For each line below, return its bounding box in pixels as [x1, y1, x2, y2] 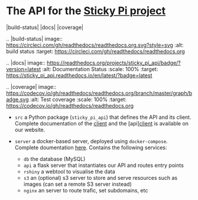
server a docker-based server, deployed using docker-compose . [14, 137, 168, 144]
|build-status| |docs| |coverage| [6, 24, 84, 31]
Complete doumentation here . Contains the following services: [14, 144, 167, 151]
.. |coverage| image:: [6, 83, 57, 90]
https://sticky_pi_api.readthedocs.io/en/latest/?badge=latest [6, 72, 152, 79]
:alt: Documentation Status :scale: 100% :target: [42, 65, 158, 72]
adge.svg [6, 96, 29, 103]
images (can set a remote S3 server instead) [23, 180, 132, 188]
